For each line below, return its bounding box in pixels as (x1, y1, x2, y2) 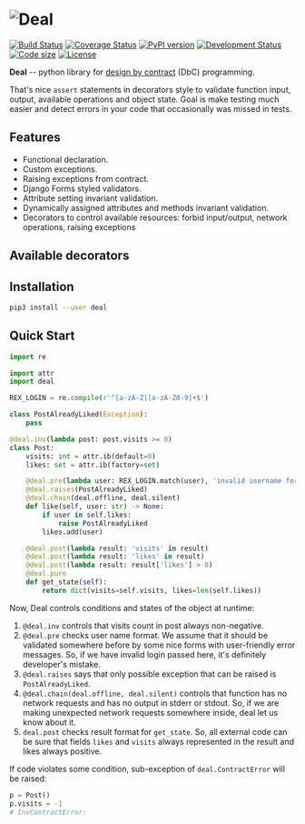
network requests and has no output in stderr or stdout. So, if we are (22, 697, 280, 708)
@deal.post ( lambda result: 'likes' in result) (25, 552, 205, 561)
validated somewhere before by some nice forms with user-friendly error (22, 639, 296, 650)
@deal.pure (25, 569, 67, 578)
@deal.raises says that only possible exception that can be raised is (22, 668, 277, 679)
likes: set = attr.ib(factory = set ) (25, 460, 161, 469)
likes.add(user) (42, 528, 103, 537)
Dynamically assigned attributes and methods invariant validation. (22, 202, 270, 213)
